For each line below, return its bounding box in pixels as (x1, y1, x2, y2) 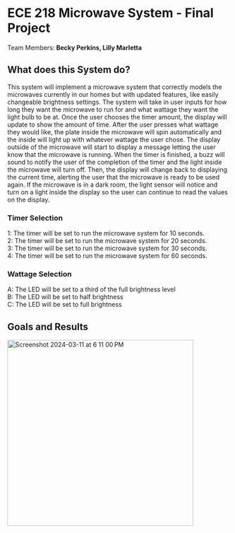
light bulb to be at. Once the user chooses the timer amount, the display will (7, 112, 227, 121)
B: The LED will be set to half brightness (7, 293, 123, 301)
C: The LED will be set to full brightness (7, 300, 122, 309)
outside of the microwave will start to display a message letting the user (7, 143, 217, 151)
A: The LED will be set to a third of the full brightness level (7, 285, 176, 294)
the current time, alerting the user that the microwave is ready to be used (7, 172, 220, 181)
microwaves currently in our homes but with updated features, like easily (7, 90, 219, 98)
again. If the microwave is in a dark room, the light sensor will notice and (7, 180, 218, 189)
